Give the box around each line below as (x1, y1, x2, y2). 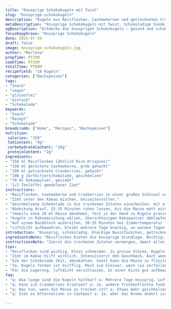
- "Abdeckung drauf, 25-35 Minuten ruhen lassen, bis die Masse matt (5, 206, 156, 211)
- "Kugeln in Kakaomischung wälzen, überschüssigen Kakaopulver (5, 216, 145, 221)
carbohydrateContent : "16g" (7, 145, 67, 150)
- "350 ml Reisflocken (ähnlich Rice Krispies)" (5, 159, 110, 164)
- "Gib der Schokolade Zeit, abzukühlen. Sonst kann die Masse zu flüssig (5, 258, 167, 264)
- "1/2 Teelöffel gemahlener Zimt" (5, 183, 81, 188)
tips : (5, 244, 17, 249)
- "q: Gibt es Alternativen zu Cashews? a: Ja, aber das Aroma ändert (5, 291, 158, 297)
